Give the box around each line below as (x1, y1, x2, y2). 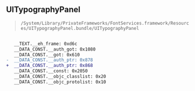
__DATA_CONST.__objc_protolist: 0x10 (14, 79, 107, 85)
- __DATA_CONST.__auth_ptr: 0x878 (6, 57, 93, 63)
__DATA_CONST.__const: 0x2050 (14, 68, 88, 74)
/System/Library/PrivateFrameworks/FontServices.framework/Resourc (20, 20, 189, 26)
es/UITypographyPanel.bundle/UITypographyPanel (20, 25, 139, 31)
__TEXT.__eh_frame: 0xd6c (14, 41, 78, 46)
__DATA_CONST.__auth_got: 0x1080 (14, 46, 96, 52)
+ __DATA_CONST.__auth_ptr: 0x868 (6, 63, 93, 69)
